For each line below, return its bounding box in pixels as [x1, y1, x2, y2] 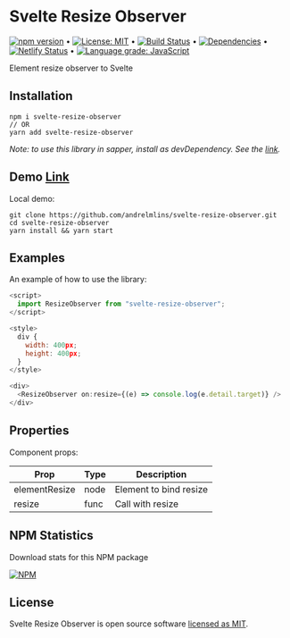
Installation [9, 88, 73, 104]
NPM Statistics [9, 528, 94, 543]
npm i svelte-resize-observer [9, 112, 122, 122]
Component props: [9, 447, 79, 458]
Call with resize [114, 498, 179, 510]
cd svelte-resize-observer [9, 218, 110, 227]
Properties [9, 423, 70, 439]
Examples [9, 250, 65, 265]
